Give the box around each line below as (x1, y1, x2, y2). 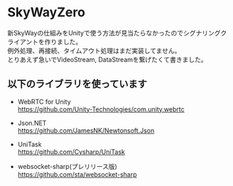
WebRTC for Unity (17, 97, 71, 106)
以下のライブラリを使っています (7, 78, 147, 90)
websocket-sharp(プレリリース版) (17, 162, 117, 170)
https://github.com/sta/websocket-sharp (17, 170, 137, 178)
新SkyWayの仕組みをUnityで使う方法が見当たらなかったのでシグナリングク (7, 28, 227, 37)
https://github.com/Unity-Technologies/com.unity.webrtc (17, 104, 185, 114)
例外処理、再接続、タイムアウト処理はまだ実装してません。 (7, 46, 181, 55)
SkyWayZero (7, 4, 85, 21)
